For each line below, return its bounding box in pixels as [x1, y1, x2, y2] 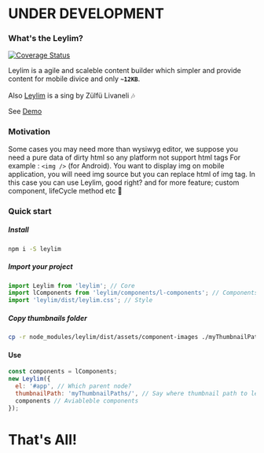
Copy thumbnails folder [8, 313, 88, 322]
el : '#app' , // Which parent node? [15, 382, 132, 390]
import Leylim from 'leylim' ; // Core [8, 282, 135, 289]
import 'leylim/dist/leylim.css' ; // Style [8, 296, 153, 304]
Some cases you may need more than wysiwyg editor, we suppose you [8, 144, 238, 153]
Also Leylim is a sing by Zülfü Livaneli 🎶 [8, 91, 136, 101]
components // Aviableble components [15, 396, 139, 405]
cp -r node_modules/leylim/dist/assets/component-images [8, 333, 199, 341]
